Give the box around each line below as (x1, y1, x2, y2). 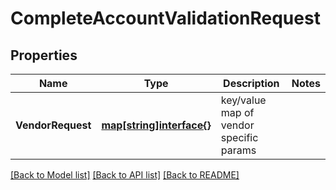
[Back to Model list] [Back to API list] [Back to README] (10, 169, 240, 181)
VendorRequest (15, 118, 92, 132)
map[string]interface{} (101, 118, 212, 132)
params (220, 143, 257, 157)
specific (220, 131, 259, 144)
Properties (10, 47, 78, 64)
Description (223, 77, 280, 90)
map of (220, 106, 255, 119)
